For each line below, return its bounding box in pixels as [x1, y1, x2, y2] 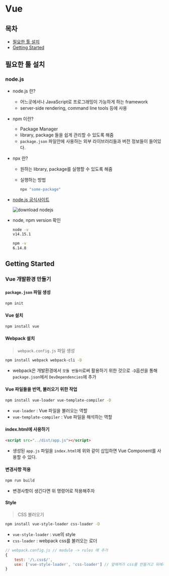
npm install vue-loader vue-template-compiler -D [5, 398, 112, 403]
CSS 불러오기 [17, 511, 44, 518]
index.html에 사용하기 [5, 426, 50, 433]
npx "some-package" [20, 186, 61, 192]
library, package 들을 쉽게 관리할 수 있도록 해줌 [20, 132, 114, 138]
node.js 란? [12, 88, 36, 94]
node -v [12, 227, 29, 232]
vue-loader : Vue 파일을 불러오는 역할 [12, 407, 88, 413]
